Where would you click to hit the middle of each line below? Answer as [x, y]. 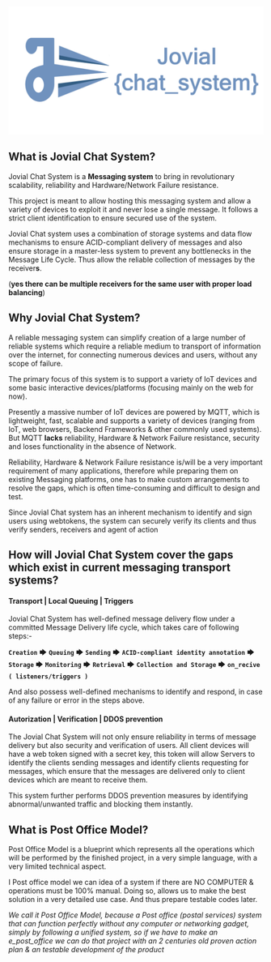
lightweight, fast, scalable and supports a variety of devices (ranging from [132, 421]
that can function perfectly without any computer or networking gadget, [129, 924]
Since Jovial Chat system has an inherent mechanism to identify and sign [130, 512]
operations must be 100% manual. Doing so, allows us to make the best [127, 891]
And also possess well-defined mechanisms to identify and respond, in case [135, 692]
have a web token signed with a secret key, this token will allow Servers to [132, 754]
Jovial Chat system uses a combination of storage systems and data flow [130, 233]
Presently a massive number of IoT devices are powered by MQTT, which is [134, 412]
